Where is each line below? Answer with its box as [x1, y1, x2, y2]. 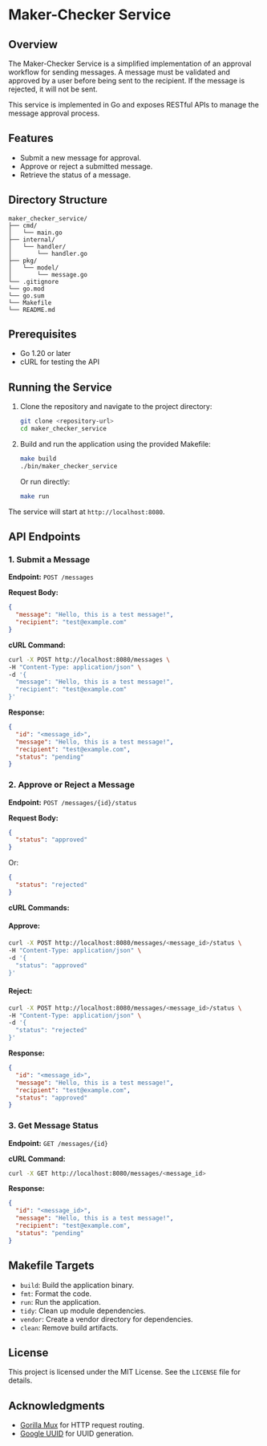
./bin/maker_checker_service [19, 462, 118, 470]
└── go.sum [8, 291, 45, 300]
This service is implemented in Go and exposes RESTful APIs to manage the [8, 100, 259, 109]
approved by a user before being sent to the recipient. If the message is [8, 76, 245, 85]
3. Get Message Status [8, 1120, 99, 1132]
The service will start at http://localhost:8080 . [8, 507, 166, 516]
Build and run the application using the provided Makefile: [19, 439, 211, 448]
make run [19, 492, 50, 500]
